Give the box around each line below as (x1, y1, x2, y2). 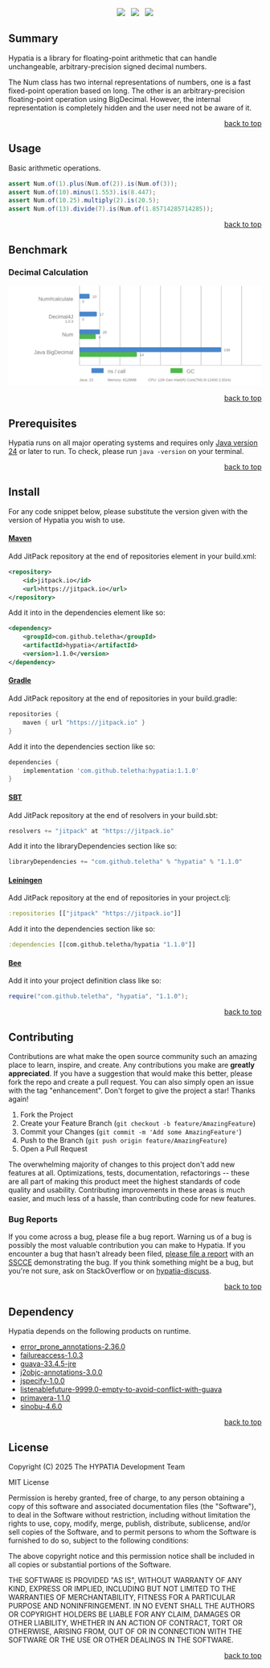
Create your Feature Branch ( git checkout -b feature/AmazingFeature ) (19, 1118, 256, 1128)
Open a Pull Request (19, 1144, 88, 1154)
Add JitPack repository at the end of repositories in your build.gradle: (8, 693, 238, 703)
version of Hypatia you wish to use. (8, 515, 125, 525)
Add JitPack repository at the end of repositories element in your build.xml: (8, 551, 257, 561)
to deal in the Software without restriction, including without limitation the (8, 1511, 251, 1520)
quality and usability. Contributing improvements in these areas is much (8, 1185, 245, 1195)
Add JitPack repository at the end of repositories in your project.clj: (8, 893, 231, 903)
